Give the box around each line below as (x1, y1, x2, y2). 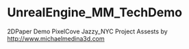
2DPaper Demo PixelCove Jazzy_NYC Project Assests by (7, 27, 168, 35)
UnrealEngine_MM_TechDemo (7, 5, 183, 20)
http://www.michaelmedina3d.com (7, 34, 105, 42)
